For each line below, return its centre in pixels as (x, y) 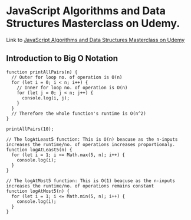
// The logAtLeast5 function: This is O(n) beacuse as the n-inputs (92, 139)
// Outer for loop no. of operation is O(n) (67, 77)
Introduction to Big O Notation (62, 58)
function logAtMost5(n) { (38, 191)
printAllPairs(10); (30, 129)
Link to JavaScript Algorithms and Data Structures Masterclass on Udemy (95, 40)
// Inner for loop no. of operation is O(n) (72, 88)
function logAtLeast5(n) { (39, 150)
